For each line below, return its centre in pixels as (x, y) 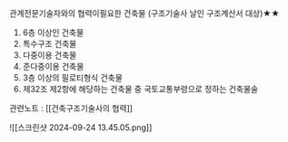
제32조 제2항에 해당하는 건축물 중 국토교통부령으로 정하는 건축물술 (140, 89)
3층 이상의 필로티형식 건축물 (72, 78)
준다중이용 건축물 (53, 66)
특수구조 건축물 (50, 44)
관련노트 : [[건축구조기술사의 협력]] (71, 108)
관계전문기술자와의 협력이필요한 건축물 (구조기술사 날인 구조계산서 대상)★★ (144, 13)
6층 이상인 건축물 (53, 33)
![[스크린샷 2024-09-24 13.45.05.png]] (81, 128)
